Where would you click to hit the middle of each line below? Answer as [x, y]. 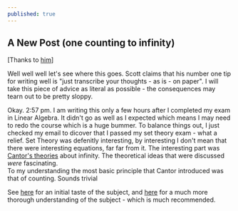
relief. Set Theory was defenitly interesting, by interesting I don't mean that [117, 140]
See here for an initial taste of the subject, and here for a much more [108, 192]
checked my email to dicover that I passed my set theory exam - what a [112, 133]
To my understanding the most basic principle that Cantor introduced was [116, 171]
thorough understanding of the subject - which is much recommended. [112, 200]
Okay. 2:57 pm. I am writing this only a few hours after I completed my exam [119, 110]
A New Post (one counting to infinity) [91, 43]
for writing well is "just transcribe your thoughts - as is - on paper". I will [113, 81]
